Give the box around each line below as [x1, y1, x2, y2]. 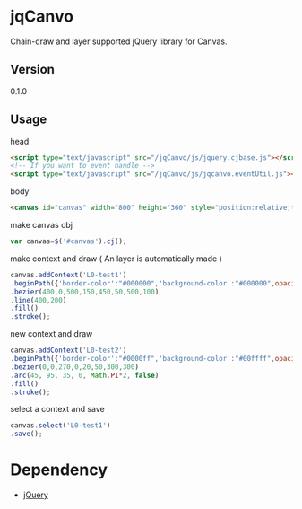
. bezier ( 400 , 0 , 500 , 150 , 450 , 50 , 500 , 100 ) [10, 287, 160, 296]
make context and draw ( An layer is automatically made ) [10, 253, 222, 264]
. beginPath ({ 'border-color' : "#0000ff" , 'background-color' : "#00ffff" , [10, 355, 276, 364]
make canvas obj [10, 220, 73, 231]
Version [10, 62, 55, 77]
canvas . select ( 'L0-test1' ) [10, 421, 111, 430]
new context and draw [10, 329, 93, 339]
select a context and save [10, 404, 106, 415]
